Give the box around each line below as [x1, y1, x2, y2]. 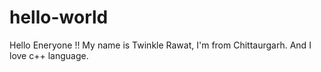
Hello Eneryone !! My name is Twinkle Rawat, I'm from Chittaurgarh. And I [9, 39, 312, 51]
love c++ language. [9, 49, 89, 61]
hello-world [9, 6, 109, 29]
